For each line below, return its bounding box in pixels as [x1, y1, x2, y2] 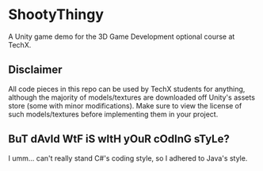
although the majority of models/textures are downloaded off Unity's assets [8, 93, 256, 102]
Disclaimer [8, 63, 63, 77]
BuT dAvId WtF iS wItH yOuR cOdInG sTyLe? [8, 132, 230, 146]
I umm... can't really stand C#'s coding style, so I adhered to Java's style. [8, 153, 248, 163]
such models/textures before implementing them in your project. [8, 109, 219, 119]
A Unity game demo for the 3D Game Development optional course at [8, 32, 235, 41]
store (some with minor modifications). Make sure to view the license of [8, 101, 242, 110]
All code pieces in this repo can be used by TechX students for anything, [8, 84, 246, 93]
